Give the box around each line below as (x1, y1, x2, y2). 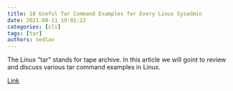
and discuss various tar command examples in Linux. (7, 63, 161, 71)
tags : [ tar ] (7, 29, 42, 37)
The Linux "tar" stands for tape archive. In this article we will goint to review (7, 55, 227, 64)
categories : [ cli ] (7, 23, 61, 30)
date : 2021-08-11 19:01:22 (7, 17, 86, 24)
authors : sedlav (7, 36, 55, 43)
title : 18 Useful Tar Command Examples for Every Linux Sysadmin (7, 10, 202, 17)
